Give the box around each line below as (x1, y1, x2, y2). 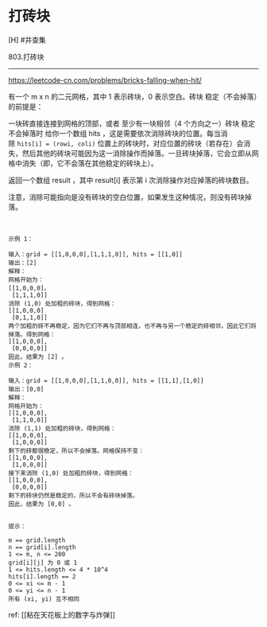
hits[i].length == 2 (8, 572, 77, 581)
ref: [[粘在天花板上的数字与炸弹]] (8, 609, 115, 619)
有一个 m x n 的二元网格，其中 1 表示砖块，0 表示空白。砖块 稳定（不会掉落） (8, 92, 258, 101)
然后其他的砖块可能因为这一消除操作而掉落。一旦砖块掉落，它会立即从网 (21, 148, 259, 158)
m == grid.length (8, 536, 66, 544)
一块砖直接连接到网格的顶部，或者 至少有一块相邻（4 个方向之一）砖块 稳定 (8, 119, 256, 128)
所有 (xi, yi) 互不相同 (8, 594, 79, 603)
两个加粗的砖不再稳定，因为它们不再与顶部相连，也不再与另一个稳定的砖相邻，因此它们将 (8, 321, 257, 330)
